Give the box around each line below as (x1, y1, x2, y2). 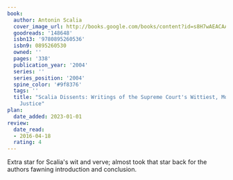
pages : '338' (13, 55, 51, 62)
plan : (7, 107, 23, 114)
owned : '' (13, 49, 42, 56)
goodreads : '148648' (13, 29, 73, 37)
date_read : (13, 126, 45, 133)
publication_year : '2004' (13, 62, 89, 69)
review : (7, 119, 30, 127)
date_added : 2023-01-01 (13, 113, 82, 120)
